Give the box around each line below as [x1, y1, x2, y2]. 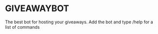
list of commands [5, 24, 40, 30]
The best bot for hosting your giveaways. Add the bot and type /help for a [5, 19, 154, 25]
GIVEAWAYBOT [5, 3, 69, 14]
